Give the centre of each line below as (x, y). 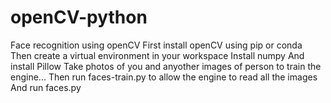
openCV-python (79, 17)
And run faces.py (46, 87)
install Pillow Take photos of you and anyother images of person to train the (166, 66)
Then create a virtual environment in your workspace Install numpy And (157, 55)
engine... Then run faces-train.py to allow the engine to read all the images (164, 77)
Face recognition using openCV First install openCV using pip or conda (156, 45)
